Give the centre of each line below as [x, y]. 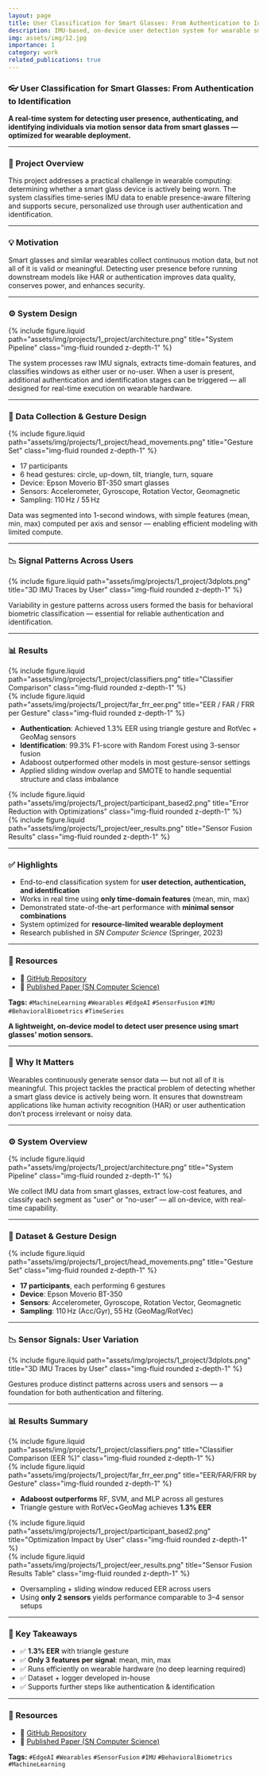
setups [31, 1606]
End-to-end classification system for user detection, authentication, [133, 882]
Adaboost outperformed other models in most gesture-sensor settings [135, 762]
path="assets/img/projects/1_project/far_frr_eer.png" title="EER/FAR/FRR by [132, 1475]
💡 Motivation [33, 243]
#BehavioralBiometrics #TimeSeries [66, 1011]
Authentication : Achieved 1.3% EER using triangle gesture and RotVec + [138, 728]
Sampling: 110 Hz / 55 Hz [60, 500]
